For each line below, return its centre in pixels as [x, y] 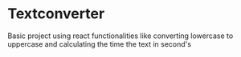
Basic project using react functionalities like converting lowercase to [120, 36]
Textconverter [56, 14]
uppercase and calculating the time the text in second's [100, 44]
